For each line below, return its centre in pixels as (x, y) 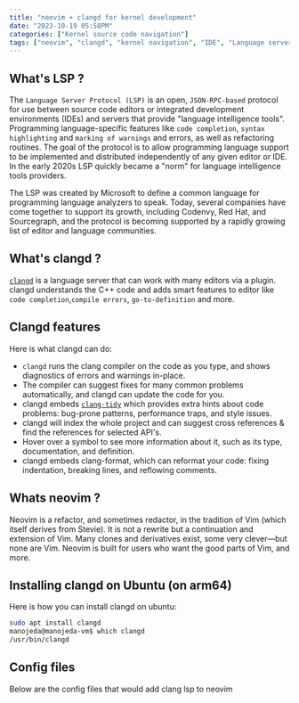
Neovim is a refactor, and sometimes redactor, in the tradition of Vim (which (148, 519)
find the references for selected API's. (92, 432)
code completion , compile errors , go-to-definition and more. (122, 298)
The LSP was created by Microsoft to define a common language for (134, 193)
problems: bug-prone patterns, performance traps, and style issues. (147, 413)
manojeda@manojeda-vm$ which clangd (77, 632)
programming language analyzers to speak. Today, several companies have (148, 202)
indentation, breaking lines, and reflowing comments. (120, 470)
